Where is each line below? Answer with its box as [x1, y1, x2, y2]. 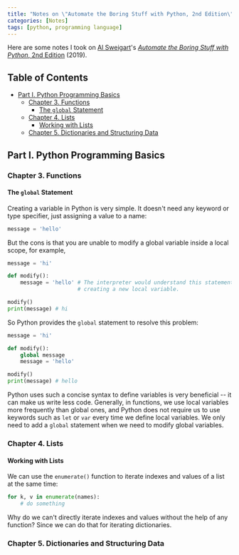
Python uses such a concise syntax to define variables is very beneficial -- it [7, 390, 232, 399]
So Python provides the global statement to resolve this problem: [7, 318, 199, 327]
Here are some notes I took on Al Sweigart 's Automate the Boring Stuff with [7, 44, 229, 52]
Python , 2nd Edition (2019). [7, 51, 87, 59]
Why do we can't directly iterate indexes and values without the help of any [7, 513, 228, 521]
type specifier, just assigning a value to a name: [7, 211, 147, 220]
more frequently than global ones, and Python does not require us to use [7, 406, 221, 414]
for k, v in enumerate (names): [7, 494, 100, 501]
